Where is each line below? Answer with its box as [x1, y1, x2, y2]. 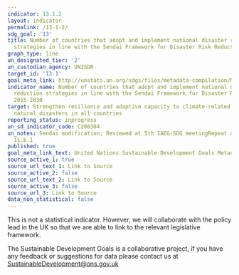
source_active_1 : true [7, 156, 75, 164]
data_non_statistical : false [7, 196, 94, 203]
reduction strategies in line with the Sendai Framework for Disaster [14, 90, 228, 97]
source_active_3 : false [7, 182, 78, 190]
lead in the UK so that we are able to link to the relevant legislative [7, 223, 201, 232]
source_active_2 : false [7, 169, 78, 177]
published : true [7, 143, 55, 150]
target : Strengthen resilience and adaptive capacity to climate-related [7, 103, 231, 110]
